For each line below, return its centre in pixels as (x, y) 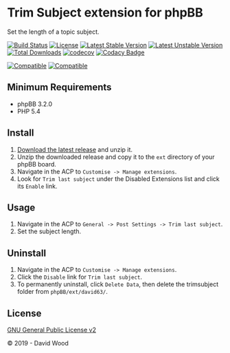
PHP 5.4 (29, 111)
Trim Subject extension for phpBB (105, 13)
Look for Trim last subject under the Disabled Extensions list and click (118, 179)
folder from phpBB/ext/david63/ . (62, 292)
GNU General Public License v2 (51, 330)
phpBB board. (37, 164)
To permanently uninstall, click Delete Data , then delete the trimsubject (117, 284)
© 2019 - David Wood (38, 343)
